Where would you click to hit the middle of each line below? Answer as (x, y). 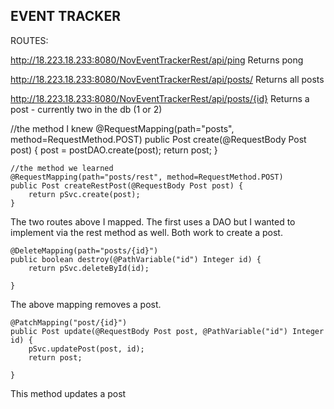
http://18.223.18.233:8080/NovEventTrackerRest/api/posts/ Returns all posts (167, 79)
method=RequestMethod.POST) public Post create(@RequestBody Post (158, 139)
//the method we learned (62, 168)
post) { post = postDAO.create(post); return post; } (114, 150)
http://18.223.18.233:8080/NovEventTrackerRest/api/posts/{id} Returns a (160, 98)
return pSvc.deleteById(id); (89, 268)
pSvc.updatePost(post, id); (86, 349)
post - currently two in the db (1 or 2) (86, 109)
